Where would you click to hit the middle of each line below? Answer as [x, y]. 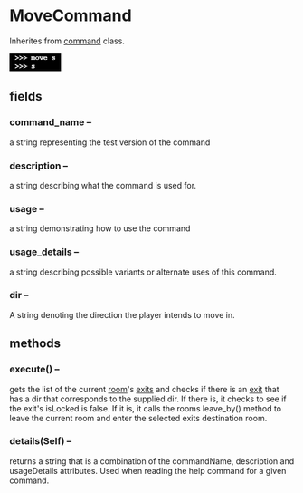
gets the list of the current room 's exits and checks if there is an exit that [144, 389]
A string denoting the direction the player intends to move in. [122, 314]
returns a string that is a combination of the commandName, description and [152, 461]
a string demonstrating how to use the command [100, 228]
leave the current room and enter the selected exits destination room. [138, 418]
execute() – [35, 370]
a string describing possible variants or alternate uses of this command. [143, 272]
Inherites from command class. [67, 41]
